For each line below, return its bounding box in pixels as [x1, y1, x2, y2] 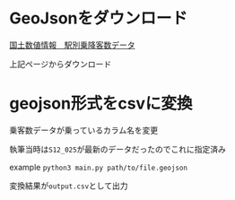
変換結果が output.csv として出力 [9, 180, 128, 191]
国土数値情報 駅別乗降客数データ [9, 39, 135, 50]
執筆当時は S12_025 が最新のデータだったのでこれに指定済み [9, 143, 227, 154]
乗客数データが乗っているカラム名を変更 [9, 125, 159, 135]
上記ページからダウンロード [9, 58, 112, 69]
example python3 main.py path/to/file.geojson [9, 161, 188, 172]
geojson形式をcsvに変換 [9, 93, 193, 114]
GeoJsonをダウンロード [9, 8, 188, 29]
